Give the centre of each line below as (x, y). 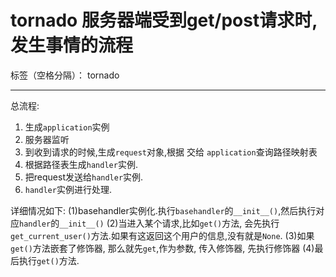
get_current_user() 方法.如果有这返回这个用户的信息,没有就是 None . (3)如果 (162, 235)
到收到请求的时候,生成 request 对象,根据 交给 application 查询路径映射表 (171, 152)
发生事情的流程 (72, 45)
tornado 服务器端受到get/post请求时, (164, 20)
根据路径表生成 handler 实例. (81, 164)
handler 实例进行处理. (68, 189)
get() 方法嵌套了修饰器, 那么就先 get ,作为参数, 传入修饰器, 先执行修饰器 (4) (162, 248)
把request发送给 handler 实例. (84, 177)
